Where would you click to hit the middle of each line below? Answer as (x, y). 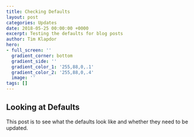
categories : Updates (32, 23)
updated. (17, 128)
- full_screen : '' (29, 50)
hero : (13, 45)
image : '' (23, 78)
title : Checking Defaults (38, 12)
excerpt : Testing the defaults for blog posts (65, 34)
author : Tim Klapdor (32, 39)
